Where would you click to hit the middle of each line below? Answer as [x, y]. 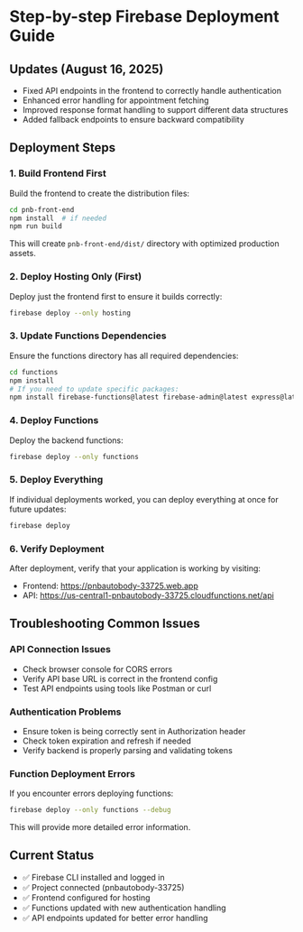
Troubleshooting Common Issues [105, 624]
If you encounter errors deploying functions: [92, 794]
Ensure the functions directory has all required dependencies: [124, 355]
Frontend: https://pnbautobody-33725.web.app [110, 586]
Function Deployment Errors [73, 773]
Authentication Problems [65, 712]
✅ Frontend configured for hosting [86, 897]
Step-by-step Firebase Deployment [144, 17]
